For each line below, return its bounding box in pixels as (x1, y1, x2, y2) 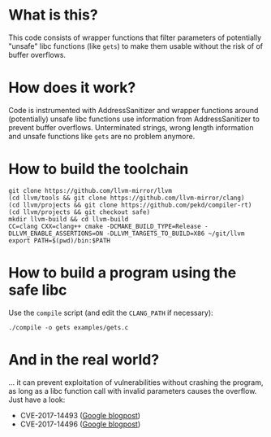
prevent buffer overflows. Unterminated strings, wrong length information (8, 122, 254, 132)
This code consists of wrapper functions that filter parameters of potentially (8, 33, 262, 42)
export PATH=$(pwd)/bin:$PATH (8, 236, 111, 245)
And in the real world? (8, 350, 160, 369)
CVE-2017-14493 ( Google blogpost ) (19, 410, 140, 420)
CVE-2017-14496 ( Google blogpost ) (19, 419, 140, 429)
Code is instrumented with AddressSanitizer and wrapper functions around (8, 105, 259, 115)
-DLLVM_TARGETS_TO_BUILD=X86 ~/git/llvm (106, 229, 245, 238)
